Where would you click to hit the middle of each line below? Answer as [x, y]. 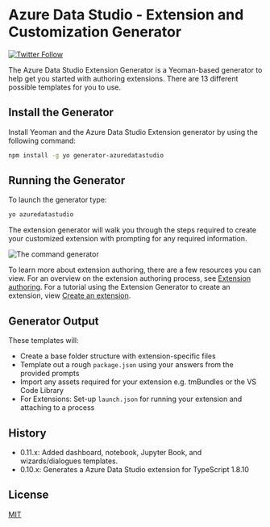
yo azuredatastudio [41, 215]
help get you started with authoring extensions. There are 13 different [123, 78]
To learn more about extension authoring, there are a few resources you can [135, 270]
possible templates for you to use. [65, 87]
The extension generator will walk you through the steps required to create [132, 230]
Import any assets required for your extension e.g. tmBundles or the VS [138, 382]
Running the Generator [67, 180]
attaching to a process [57, 408]
